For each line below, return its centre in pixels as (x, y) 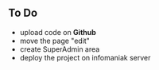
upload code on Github (58, 32)
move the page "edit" (54, 41)
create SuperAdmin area (60, 49)
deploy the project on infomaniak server (85, 57)
